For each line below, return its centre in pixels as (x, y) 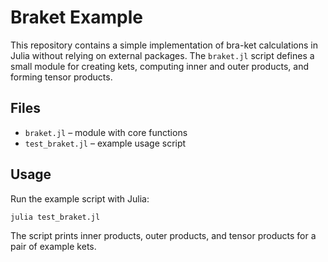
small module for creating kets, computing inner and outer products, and (159, 66)
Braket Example (76, 17)
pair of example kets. (53, 247)
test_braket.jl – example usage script (105, 143)
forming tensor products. (61, 77)
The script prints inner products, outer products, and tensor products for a (163, 236)
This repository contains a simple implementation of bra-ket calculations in (164, 45)
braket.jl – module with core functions (106, 132)
